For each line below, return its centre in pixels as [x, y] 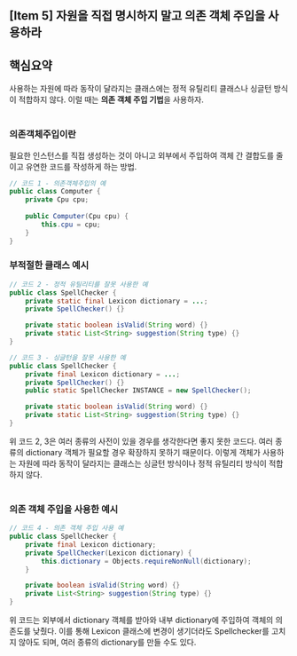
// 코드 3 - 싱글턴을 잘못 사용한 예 [68, 358]
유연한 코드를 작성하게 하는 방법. [81, 166]
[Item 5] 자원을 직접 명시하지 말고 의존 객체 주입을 [137, 16]
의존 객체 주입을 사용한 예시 [64, 509]
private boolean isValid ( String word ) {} [102, 585]
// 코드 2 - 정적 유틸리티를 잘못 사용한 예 [78, 284]
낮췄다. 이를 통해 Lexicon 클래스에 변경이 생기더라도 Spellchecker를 [151, 631]
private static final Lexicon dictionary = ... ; [117, 301]
